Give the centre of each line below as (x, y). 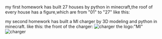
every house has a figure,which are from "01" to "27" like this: (67, 12)
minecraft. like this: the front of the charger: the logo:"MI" (74, 26)
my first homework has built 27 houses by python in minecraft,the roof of (79, 7)
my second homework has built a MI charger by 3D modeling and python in (81, 21)
